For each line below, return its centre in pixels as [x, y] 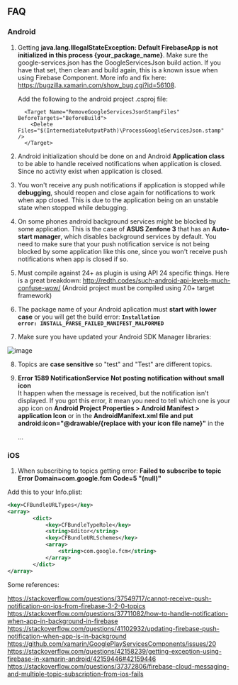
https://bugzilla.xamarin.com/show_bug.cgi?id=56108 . [97, 85]
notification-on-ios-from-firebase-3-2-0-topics [76, 605]
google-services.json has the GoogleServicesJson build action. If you [119, 62]
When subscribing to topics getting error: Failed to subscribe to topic [119, 471]
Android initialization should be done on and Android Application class [121, 156]
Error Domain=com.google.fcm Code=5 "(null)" [89, 478]
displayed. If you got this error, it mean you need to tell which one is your [124, 400]
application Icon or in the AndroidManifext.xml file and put [105, 415]
